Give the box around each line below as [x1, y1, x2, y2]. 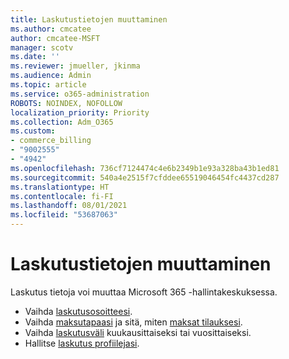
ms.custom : [10, 126, 56, 136]
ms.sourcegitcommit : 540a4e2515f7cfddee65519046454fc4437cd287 [10, 172, 280, 183]
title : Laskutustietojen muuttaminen [10, 14, 168, 25]
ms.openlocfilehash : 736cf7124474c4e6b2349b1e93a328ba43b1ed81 [10, 163, 280, 173]
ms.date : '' [10, 52, 60, 62]
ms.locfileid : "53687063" [10, 210, 118, 220]
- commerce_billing [10, 136, 92, 146]
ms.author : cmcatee [10, 24, 92, 34]
